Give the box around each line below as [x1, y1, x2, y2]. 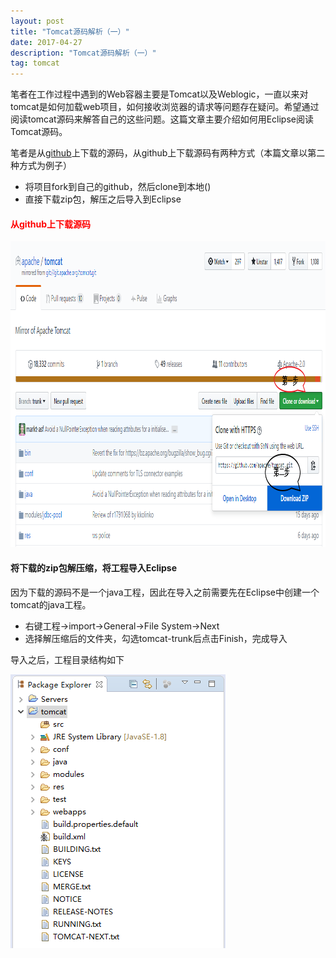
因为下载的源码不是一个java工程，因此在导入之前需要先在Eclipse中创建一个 [10, 586, 320, 598]
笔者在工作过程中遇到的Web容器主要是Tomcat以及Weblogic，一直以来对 [10, 88, 309, 100]
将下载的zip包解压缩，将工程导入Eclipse [10, 561, 177, 574]
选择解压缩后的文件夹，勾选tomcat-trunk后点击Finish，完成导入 [24, 632, 288, 644]
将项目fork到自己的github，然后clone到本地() [24, 181, 212, 193]
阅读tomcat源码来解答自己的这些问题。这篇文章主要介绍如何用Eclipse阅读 [10, 113, 314, 125]
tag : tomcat [10, 58, 60, 69]
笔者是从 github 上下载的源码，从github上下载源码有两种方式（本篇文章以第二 [10, 147, 326, 159]
